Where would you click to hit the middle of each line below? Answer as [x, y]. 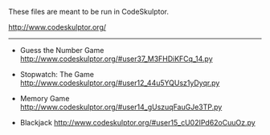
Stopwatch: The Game [57, 74]
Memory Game [45, 98]
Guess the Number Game [62, 50]
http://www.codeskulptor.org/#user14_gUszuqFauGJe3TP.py [121, 107]
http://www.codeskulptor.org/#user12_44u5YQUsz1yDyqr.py [120, 83]
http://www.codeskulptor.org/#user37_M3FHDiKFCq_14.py [116, 59]
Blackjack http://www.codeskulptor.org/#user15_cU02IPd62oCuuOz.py [137, 123]
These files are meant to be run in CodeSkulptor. [88, 12]
